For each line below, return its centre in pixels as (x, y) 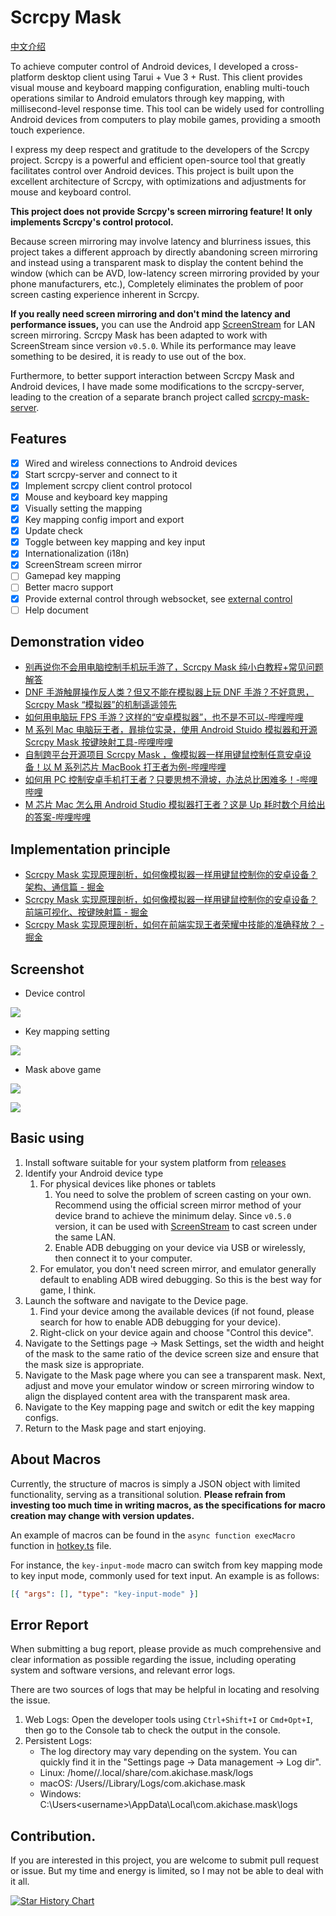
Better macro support (69, 587)
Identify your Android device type (94, 1173)
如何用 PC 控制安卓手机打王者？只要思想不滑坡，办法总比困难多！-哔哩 (171, 780)
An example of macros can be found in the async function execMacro (153, 1535)
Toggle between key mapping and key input (115, 542)
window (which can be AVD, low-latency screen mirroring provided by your (165, 273)
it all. (20, 1882)
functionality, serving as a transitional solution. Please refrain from (148, 1494)
